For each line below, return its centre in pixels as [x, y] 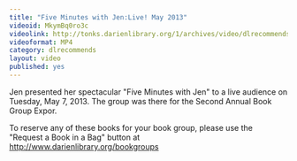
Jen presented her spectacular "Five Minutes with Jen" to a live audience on [148, 92]
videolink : [29, 34]
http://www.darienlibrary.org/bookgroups [84, 146]
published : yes [37, 67]
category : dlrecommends [53, 50]
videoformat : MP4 [41, 42]
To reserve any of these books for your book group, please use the [131, 127]
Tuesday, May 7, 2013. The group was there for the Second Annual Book [141, 101]
